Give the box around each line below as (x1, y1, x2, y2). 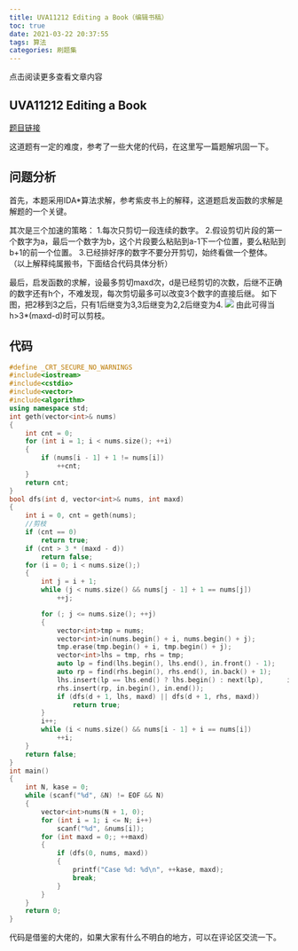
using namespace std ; (9, 404, 90, 413)
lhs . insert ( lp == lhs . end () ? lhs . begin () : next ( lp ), (56, 675, 264, 684)
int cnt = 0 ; (25, 428, 74, 437)
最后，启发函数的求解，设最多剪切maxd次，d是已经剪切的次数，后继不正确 (9, 277, 283, 287)
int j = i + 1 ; (41, 578, 98, 586)
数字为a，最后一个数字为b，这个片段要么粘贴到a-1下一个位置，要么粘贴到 (16, 236, 286, 247)
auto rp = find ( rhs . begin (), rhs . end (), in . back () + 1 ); (56, 667, 272, 677)
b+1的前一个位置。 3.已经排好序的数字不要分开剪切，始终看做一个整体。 (9, 247, 272, 257)
